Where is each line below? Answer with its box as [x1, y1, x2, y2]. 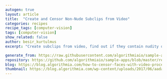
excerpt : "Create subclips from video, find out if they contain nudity [5, 44, 159, 49]
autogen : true [5, 7, 35, 12]
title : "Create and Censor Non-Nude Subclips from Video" [5, 16, 130, 21]
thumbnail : [5, 67, 28, 72]
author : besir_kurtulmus [5, 39, 57, 44]
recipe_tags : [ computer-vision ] [5, 26, 72, 31]
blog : [5, 62, 16, 67]
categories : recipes [5, 21, 48, 26]
